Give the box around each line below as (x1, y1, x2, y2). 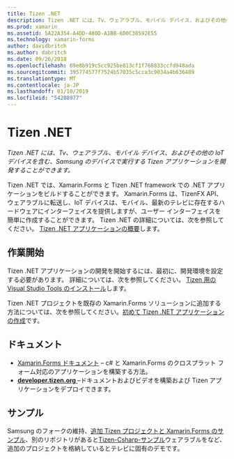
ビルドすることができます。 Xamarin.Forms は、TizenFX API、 (43, 189, 223, 197)
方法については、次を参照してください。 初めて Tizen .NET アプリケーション (7, 308, 225, 316)
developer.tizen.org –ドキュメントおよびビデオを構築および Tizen (17, 376, 208, 384)
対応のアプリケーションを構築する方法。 (36, 367, 152, 375)
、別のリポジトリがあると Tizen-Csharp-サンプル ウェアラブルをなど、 (25, 435, 226, 444)
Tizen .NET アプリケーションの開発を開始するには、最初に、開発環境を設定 (7, 266, 224, 275)
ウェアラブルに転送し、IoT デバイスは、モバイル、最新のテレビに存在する (7, 198, 219, 206)
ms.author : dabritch (7, 50, 68, 57)
